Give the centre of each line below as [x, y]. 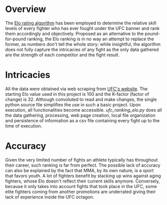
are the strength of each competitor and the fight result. [62, 55]
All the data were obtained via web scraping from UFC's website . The [77, 89]
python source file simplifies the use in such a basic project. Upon [73, 104]
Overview [26, 9]
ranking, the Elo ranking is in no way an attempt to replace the [91, 39]
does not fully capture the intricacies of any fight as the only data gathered [82, 49]
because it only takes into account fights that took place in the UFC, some [81, 186]
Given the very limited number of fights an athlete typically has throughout [82, 160]
